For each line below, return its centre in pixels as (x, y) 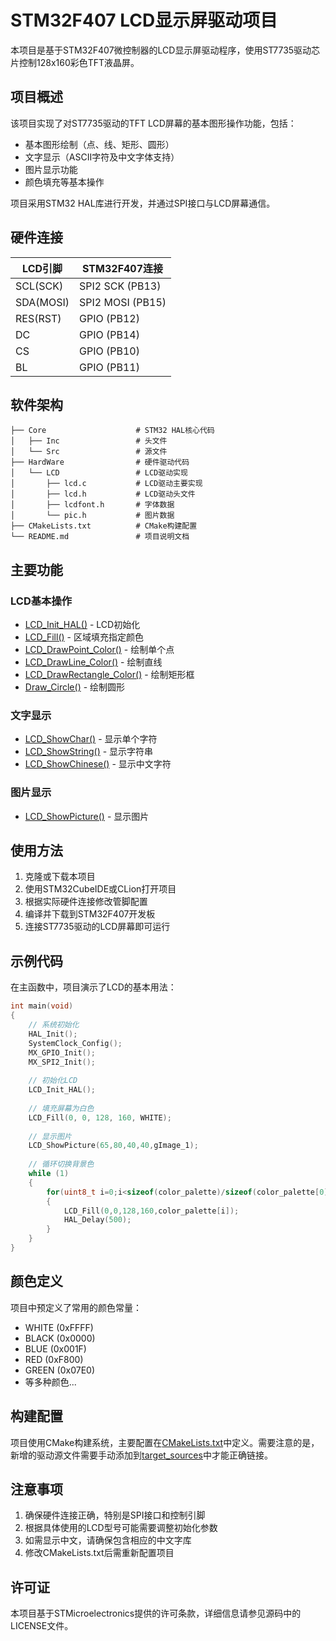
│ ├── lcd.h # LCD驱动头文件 (103, 494)
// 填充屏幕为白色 (61, 1108)
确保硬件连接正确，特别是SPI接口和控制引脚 (115, 1515)
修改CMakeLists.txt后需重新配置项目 (99, 1553)
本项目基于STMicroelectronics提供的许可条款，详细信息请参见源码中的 (156, 1613)
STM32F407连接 (123, 268)
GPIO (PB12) (109, 318)
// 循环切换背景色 (61, 1164)
